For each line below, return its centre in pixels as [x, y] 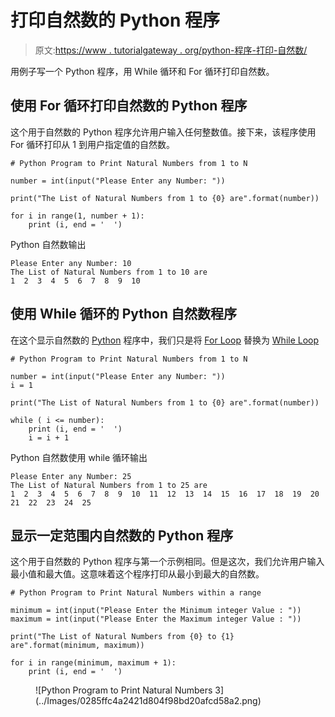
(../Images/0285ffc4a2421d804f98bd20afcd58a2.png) [148, 701]
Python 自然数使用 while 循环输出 [79, 457]
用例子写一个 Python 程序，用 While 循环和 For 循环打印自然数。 [142, 71]
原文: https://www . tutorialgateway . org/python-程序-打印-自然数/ [171, 50]
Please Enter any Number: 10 [71, 263]
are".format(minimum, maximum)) [77, 646]
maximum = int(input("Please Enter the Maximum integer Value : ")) [156, 619]
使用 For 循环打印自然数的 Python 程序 [129, 106]
